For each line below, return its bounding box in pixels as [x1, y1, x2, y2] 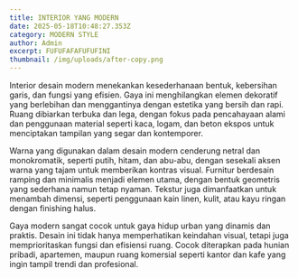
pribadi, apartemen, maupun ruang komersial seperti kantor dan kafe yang [9, 249, 286, 260]
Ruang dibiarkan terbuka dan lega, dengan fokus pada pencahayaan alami [9, 109, 286, 119]
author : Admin [9, 38, 63, 48]
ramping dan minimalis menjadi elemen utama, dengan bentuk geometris [9, 174, 280, 185]
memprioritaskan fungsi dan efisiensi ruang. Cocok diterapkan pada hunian [9, 240, 290, 250]
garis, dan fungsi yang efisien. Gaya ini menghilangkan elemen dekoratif [9, 89, 278, 100]
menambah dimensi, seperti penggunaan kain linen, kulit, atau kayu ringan [9, 193, 286, 204]
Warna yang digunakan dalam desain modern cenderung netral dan [9, 145, 260, 156]
